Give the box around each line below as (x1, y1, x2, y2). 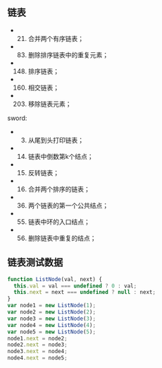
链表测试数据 (7, 256, 63, 268)
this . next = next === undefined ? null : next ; (13, 289, 156, 296)
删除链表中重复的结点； (27, 234, 96, 242)
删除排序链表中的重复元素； (27, 50, 109, 59)
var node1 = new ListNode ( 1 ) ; (7, 302, 96, 309)
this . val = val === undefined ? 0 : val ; (13, 282, 137, 290)
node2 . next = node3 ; (7, 341, 68, 348)
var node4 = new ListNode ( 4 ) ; (7, 321, 96, 328)
